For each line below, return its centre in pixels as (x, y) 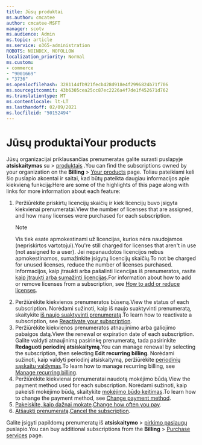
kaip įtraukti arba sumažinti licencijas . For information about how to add (103, 277)
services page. (25, 435)
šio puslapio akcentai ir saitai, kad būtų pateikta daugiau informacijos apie (98, 178)
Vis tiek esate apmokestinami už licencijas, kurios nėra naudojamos (99, 239)
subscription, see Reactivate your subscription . (74, 321)
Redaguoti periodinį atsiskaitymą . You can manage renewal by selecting (105, 347)
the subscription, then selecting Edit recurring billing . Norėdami (95, 353)
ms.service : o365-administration (48, 46)
